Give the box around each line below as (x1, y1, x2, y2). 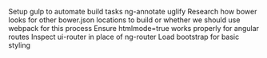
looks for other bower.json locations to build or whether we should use (8, 15, 241, 25)
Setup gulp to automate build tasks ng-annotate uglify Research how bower (8, 7, 257, 16)
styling (8, 41, 30, 50)
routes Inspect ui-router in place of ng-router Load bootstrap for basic (8, 32, 240, 41)
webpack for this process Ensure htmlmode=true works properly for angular (8, 24, 260, 33)
